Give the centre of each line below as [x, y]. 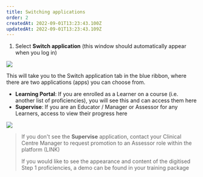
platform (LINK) [40, 150]
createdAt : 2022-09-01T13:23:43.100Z [54, 23]
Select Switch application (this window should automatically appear [101, 46]
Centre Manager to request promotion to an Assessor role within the [106, 143]
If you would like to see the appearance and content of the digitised [106, 161]
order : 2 [17, 18]
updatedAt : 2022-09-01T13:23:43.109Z [54, 29]
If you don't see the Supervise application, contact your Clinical [101, 137]
